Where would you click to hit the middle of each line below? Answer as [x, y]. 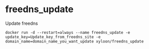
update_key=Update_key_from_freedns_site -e [53, 37]
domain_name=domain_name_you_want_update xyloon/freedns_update [74, 41]
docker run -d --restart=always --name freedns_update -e [68, 32]
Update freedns [22, 23]
